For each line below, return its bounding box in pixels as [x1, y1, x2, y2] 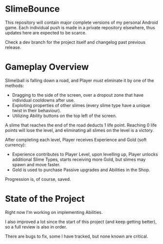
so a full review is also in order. [5, 224, 67, 229]
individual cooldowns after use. [12, 97, 75, 103]
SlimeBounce [5, 3, 60, 15]
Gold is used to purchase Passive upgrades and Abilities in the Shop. [12, 167, 150, 173]
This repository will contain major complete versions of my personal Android [5, 19, 158, 25]
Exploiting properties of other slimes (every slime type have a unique [12, 102, 150, 108]
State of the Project [5, 193, 85, 205]
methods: [5, 83, 24, 88]
